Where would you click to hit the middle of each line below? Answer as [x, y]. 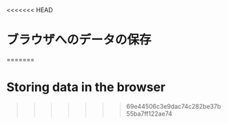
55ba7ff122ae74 [149, 114]
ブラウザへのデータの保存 [79, 40]
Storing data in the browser [86, 87]
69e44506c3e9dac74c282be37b [174, 106]
